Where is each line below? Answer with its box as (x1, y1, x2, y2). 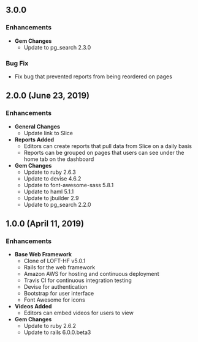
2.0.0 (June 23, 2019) (6, 91, 90, 101)
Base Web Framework (14, 251, 72, 258)
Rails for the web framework (23, 264, 96, 271)
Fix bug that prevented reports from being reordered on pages (14, 73, 172, 80)
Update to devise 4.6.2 (23, 174, 82, 182)
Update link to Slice (23, 129, 73, 136)
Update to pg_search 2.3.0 (23, 43, 91, 51)
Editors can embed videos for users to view (23, 309, 134, 317)
